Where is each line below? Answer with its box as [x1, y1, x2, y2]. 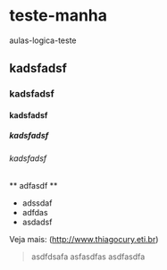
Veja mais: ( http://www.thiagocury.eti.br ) [9, 234, 159, 245]
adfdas [21, 207, 48, 218]
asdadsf [21, 216, 53, 228]
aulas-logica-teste [9, 35, 78, 46]
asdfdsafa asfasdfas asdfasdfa [30, 251, 146, 262]
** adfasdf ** [9, 181, 58, 191]
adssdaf [21, 198, 53, 208]
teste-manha [9, 5, 108, 26]
